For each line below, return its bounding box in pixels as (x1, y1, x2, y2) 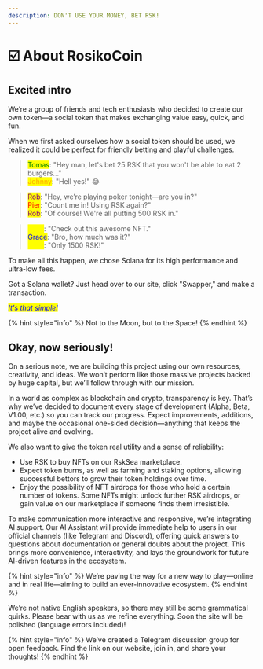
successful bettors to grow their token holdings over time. (19, 474, 206, 483)
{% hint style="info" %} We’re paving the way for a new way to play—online (8, 572, 254, 581)
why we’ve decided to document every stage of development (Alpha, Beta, (8, 402, 250, 411)
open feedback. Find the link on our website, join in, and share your (8, 644, 226, 653)
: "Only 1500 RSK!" (43, 241, 104, 250)
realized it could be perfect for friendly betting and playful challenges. (8, 145, 235, 154)
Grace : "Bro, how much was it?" (27, 232, 131, 241)
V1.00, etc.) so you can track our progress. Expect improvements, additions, (8, 410, 254, 420)
